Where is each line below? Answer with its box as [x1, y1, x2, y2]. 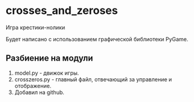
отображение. [14, 82, 52, 89]
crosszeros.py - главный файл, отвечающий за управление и [14, 75, 172, 83]
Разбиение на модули [5, 53, 94, 64]
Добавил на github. [14, 89, 64, 96]
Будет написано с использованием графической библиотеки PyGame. [5, 35, 189, 42]
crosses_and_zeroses [5, 4, 118, 18]
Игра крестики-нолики [5, 24, 65, 31]
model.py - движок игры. [14, 69, 80, 76]
